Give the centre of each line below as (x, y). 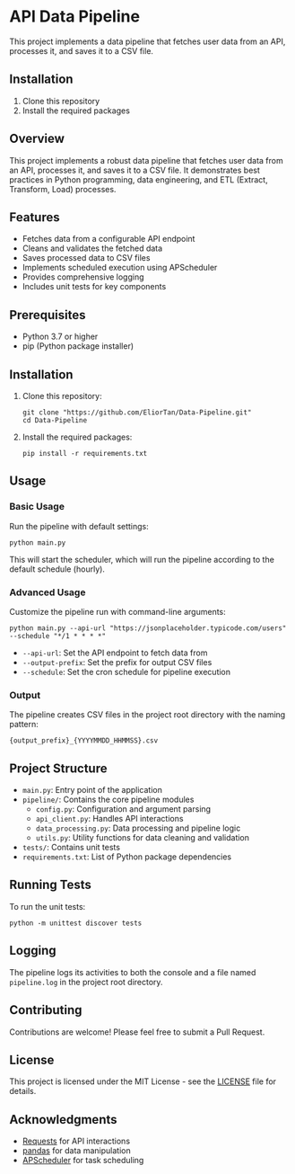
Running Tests (50, 885)
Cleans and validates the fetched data (92, 248)
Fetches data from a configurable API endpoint (108, 239)
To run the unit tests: (48, 906)
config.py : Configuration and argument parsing (123, 809)
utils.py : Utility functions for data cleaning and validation (142, 838)
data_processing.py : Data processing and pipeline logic (138, 828)
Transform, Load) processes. (63, 189)
